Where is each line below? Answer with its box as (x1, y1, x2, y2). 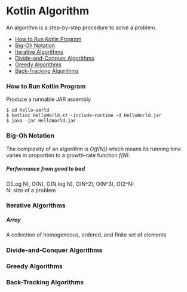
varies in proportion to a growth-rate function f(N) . (6, 151, 130, 159)
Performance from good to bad (6, 165, 85, 173)
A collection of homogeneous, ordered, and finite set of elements (6, 231, 167, 238)
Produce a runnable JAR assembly (6, 96, 91, 103)
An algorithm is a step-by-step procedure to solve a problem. (6, 24, 157, 31)
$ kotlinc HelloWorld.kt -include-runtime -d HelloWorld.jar (6, 112, 162, 119)
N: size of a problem (6, 186, 56, 193)
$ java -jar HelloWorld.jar (6, 118, 76, 124)
